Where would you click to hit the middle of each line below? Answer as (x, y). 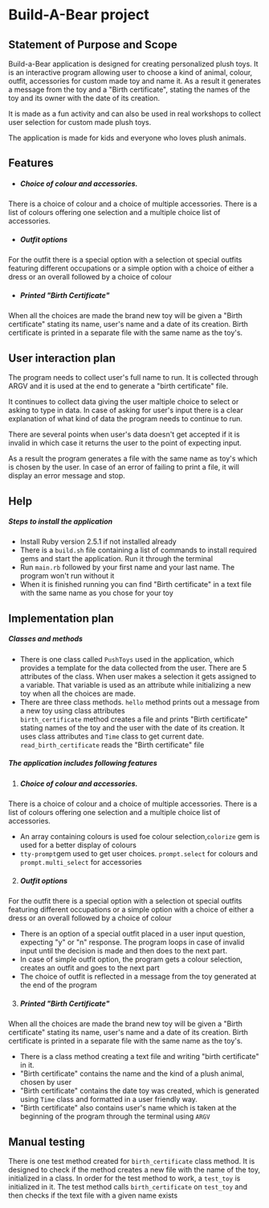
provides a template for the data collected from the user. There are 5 (133, 668)
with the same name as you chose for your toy (97, 593)
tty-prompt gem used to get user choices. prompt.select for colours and (139, 854)
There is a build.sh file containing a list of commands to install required (138, 550)
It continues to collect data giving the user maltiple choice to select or (124, 402)
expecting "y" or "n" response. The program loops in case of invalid (132, 942)
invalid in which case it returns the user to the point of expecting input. (125, 443)
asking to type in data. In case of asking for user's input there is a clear (126, 410)
